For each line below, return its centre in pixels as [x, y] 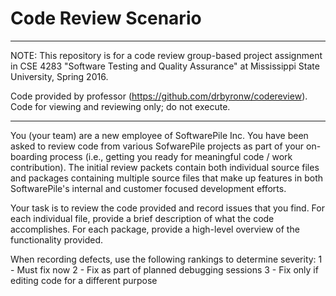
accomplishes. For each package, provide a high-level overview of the [155, 229]
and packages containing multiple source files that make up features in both [167, 178]
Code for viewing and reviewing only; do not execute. [120, 106]
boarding [29, 156]
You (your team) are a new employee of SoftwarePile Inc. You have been [159, 135]
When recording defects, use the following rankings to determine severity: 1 [166, 259]
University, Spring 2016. [59, 76]
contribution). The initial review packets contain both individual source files [165, 167]
